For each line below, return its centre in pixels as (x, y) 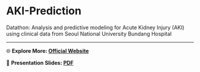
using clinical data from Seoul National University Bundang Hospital (89, 33)
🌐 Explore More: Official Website (48, 51)
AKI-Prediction (44, 11)
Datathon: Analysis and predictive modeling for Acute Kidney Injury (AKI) (95, 27)
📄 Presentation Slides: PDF (40, 62)
